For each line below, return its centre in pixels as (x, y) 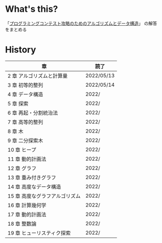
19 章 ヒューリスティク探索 (39, 233)
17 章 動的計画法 (27, 214)
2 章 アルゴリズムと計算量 (38, 76)
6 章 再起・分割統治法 (33, 113)
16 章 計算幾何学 (27, 205)
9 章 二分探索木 (25, 140)
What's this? (32, 9)
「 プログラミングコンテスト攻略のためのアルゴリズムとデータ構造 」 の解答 (81, 23)
